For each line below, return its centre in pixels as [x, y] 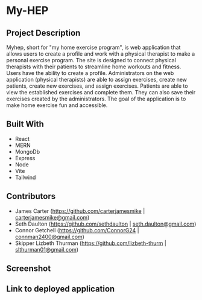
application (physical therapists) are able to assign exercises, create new [97, 80]
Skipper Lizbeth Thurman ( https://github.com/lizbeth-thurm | [91, 243]
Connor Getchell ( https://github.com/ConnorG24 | [77, 230]
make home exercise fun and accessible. [57, 105]
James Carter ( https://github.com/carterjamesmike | [80, 211]
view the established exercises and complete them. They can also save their [101, 92]
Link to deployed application [61, 289]
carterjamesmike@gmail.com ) [52, 217]
